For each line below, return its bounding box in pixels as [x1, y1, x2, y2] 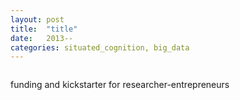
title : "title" [10, 24, 78, 34]
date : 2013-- [10, 33, 74, 43]
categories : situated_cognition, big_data [10, 42, 190, 53]
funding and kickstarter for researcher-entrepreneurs [10, 79, 230, 91]
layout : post [10, 14, 65, 25]
